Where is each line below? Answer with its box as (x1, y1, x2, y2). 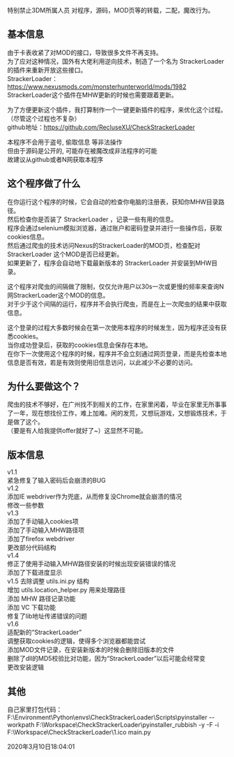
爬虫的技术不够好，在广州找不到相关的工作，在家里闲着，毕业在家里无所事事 (7, 400, 227, 409)
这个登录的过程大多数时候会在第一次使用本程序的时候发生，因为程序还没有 (7, 323, 221, 332)
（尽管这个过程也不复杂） (7, 114, 81, 122)
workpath (7, 721, 35, 729)
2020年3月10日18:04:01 (7, 742, 75, 751)
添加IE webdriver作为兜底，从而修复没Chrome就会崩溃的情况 (7, 492, 182, 501)
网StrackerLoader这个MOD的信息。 (7, 291, 109, 299)
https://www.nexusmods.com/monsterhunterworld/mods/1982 (7, 82, 187, 91)
